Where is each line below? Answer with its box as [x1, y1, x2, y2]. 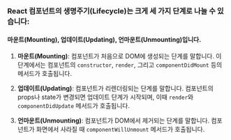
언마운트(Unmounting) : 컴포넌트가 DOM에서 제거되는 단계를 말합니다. [17, 116, 210, 125]
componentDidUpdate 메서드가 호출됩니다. [17, 102, 131, 110]
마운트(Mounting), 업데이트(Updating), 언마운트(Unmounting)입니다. [7, 35, 202, 43]
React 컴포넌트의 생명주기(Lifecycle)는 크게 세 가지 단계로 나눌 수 [7, 6, 216, 15]
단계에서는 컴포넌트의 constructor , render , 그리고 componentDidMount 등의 [17, 61, 223, 69]
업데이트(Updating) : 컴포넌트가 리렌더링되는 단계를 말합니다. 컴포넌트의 [17, 84, 214, 93]
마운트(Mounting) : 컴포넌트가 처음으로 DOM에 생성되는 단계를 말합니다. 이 [17, 52, 222, 61]
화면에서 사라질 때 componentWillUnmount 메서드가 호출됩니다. [36, 125, 205, 134]
